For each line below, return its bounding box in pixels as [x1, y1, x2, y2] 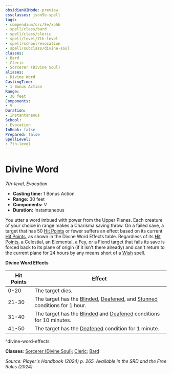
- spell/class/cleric [5, 31, 52, 37]
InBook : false [5, 127, 36, 132]
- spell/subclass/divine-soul [5, 46, 70, 51]
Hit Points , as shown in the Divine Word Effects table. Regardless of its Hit [5, 234, 161, 240]
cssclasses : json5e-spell [5, 12, 60, 17]
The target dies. [34, 287, 73, 294]
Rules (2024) [5, 364, 33, 370]
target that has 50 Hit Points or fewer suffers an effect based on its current [5, 228, 163, 234]
